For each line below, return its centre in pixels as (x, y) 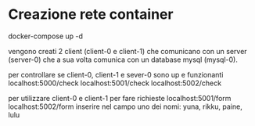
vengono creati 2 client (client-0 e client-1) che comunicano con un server (128, 51)
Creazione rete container (91, 14)
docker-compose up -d (46, 36)
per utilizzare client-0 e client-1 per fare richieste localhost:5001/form (120, 98)
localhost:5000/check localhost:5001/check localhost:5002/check (115, 83)
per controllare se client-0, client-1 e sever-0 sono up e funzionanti (116, 74)
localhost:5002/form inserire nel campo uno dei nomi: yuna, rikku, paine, (125, 106)
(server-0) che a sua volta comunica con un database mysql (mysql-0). (123, 59)
